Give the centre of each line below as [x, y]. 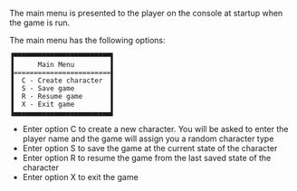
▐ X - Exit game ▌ [62, 104]
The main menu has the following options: [87, 40]
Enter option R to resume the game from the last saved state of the [147, 158]
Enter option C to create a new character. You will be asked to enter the [155, 129]
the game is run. [40, 23]
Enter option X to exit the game [80, 177]
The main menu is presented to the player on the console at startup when [146, 13]
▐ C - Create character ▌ [62, 81]
